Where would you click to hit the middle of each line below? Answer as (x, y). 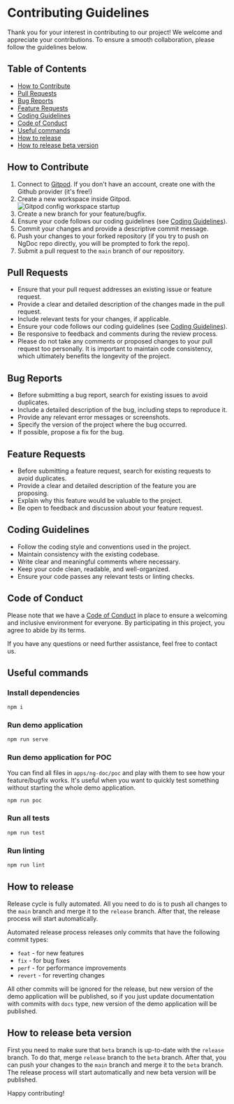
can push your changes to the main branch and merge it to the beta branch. (115, 1065)
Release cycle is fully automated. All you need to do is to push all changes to (117, 904)
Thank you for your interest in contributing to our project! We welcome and (115, 32)
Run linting (26, 851)
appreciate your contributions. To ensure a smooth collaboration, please (111, 39)
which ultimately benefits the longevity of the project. (94, 356)
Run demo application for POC (59, 758)
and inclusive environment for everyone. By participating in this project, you (116, 622)
